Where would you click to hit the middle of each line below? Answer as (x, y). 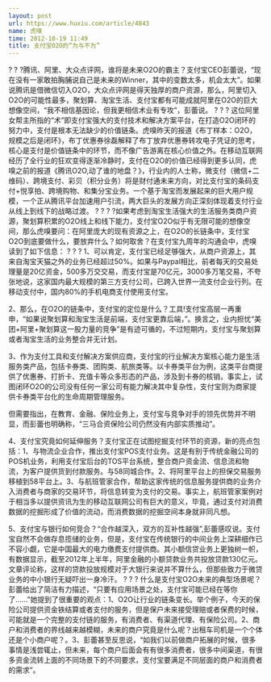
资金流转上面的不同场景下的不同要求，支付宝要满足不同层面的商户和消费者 (139, 660)
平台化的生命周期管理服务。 (82, 397)
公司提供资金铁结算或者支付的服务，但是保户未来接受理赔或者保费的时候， (139, 609)
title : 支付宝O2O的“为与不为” (54, 46)
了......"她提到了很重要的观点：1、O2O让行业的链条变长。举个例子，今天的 (131, 600)
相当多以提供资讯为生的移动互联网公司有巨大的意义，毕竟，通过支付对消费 (139, 502)
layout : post (30, 16)
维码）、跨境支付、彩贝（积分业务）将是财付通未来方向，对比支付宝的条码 (130, 181)
